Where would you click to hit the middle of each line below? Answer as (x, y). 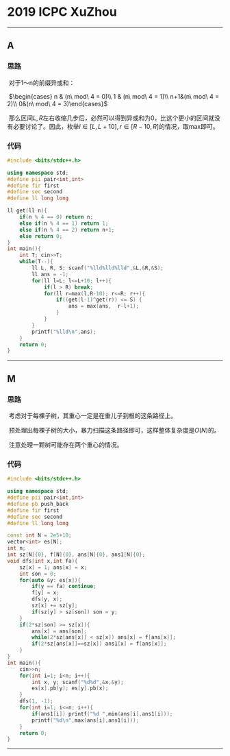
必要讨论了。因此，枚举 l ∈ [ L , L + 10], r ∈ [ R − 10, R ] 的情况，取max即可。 (116, 126)
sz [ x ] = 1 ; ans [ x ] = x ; (53, 567)
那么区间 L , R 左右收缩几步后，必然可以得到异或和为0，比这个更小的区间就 (112, 118)
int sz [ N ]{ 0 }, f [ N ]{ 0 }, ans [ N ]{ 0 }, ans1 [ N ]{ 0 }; (76, 555)
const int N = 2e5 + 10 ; (39, 535)
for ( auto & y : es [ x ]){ (50, 580)
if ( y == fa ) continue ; (64, 587)
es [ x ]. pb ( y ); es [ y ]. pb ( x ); (70, 688)
